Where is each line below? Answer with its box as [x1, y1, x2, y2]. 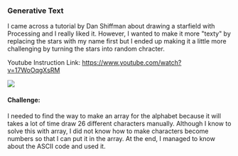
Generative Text [7, 6, 64, 16]
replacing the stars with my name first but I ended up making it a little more [7, 37, 227, 46]
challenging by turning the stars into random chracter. [7, 45, 165, 53]
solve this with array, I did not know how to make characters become [7, 127, 209, 135]
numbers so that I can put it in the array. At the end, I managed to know [7, 134, 215, 142]
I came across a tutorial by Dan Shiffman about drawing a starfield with [7, 22, 215, 31]
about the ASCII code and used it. [7, 142, 106, 150]
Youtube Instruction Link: [7, 58, 81, 67]
